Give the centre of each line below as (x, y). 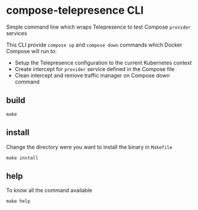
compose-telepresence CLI (75, 10)
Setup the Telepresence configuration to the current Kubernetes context (103, 63)
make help (18, 201)
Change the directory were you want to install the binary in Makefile (89, 147)
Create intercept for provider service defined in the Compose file (95, 69)
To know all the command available (49, 190)
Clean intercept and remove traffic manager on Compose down (92, 75)
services (17, 33)
